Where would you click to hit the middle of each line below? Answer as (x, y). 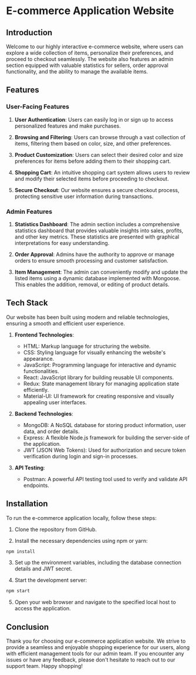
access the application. (43, 609)
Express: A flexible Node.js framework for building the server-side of (106, 437)
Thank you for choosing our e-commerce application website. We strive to (96, 641)
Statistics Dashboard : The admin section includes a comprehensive (97, 224)
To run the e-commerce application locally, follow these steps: (82, 518)
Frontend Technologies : (44, 335)
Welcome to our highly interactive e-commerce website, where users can (95, 46)
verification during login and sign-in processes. (80, 456)
